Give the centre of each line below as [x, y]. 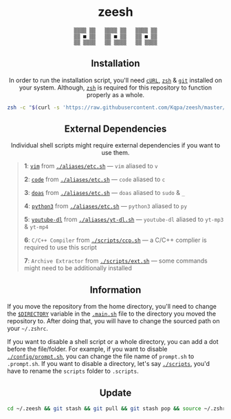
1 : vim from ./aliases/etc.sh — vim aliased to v [91, 166]
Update [115, 392]
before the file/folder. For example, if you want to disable [87, 349]
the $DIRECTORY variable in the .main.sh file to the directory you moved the [112, 314]
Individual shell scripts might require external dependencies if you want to [115, 145]
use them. [115, 153]
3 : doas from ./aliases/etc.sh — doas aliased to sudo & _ [104, 193]
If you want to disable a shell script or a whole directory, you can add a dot [113, 342]
